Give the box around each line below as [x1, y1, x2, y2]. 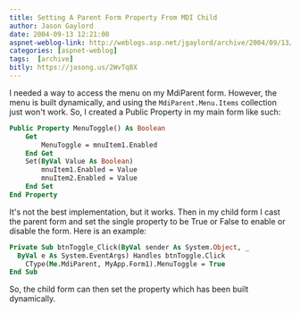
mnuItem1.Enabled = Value [41, 165, 138, 174]
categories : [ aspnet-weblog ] [9, 47, 118, 55]
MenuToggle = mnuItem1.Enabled [41, 140, 158, 149]
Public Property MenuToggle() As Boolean [9, 123, 166, 132]
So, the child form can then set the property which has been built [9, 283, 249, 295]
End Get [25, 148, 54, 157]
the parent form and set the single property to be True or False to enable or [9, 216, 286, 226]
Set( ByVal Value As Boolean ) [25, 157, 134, 166]
